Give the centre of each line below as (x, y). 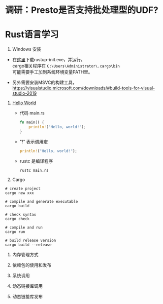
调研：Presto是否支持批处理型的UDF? (82, 10)
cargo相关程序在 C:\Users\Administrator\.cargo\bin (66, 66)
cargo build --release (28, 245)
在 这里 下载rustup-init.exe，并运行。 (49, 60)
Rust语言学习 (32, 35)
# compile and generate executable (42, 201)
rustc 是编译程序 (36, 161)
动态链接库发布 (27, 296)
